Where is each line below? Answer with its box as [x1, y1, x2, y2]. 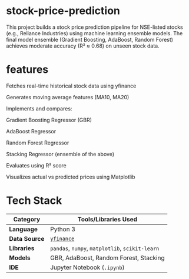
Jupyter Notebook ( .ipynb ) [49, 263, 125, 271]
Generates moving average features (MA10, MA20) [6, 93, 130, 100]
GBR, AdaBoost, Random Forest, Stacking [49, 254, 165, 262]
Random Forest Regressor [6, 139, 69, 146]
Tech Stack [6, 194, 62, 207]
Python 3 [49, 225, 75, 233]
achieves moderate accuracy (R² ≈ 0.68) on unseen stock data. [6, 42, 160, 49]
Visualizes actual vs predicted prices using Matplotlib [6, 173, 135, 180]
